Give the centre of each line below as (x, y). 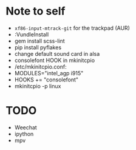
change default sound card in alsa (57, 53)
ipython (24, 134)
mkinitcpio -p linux (38, 86)
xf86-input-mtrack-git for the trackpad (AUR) (72, 28)
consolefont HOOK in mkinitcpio (55, 60)
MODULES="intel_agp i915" (49, 73)
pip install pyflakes (38, 47)
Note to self (36, 11)
